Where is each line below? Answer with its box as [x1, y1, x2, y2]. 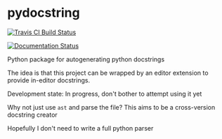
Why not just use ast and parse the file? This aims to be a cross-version [7, 103, 216, 111]
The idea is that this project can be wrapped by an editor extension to [7, 68, 209, 77]
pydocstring [7, 5, 80, 21]
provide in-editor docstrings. [7, 75, 90, 85]
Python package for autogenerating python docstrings [7, 54, 165, 64]
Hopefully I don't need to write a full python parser [7, 124, 154, 132]
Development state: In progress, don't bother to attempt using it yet [7, 89, 202, 98]
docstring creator [7, 110, 58, 119]
